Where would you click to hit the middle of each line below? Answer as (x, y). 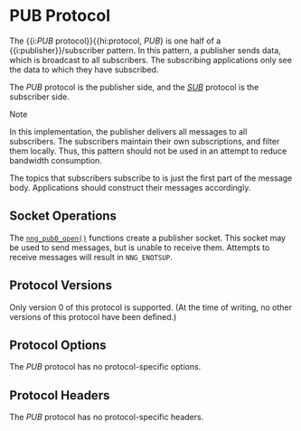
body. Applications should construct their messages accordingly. (130, 187)
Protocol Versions (61, 286)
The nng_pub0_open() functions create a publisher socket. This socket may (148, 238)
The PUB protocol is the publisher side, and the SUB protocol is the (134, 87)
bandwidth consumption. (56, 160)
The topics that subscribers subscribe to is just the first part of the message (151, 178)
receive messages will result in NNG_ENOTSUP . (91, 257)
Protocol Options (58, 345)
